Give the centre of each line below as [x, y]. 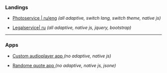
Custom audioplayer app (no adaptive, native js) [62, 56]
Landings [17, 7]
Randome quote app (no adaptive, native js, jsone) [64, 65]
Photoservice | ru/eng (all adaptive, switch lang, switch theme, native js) [86, 18]
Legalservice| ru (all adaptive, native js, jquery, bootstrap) [72, 28]
